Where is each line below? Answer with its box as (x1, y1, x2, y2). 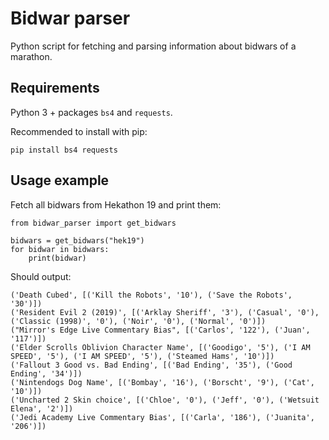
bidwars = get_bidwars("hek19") (10, 235, 145, 246)
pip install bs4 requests (10, 145, 118, 155)
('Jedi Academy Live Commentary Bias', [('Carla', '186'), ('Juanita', (10, 412, 315, 422)
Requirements (10, 80, 100, 97)
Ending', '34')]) (10, 368, 83, 379)
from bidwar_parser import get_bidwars (10, 218, 177, 228)
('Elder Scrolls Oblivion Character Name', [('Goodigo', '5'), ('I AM (10, 342, 311, 352)
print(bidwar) (28, 253, 87, 263)
